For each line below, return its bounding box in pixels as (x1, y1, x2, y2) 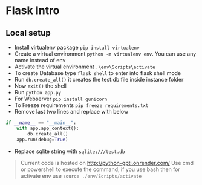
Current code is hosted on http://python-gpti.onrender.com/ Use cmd (20, 159, 194, 166)
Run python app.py (14, 89, 62, 96)
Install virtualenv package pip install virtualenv (14, 44, 140, 51)
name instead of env (14, 57, 66, 63)
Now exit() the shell (14, 82, 67, 89)
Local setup (5, 28, 51, 38)
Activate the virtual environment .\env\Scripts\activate (14, 63, 155, 70)
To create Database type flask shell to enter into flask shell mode (14, 70, 181, 76)
